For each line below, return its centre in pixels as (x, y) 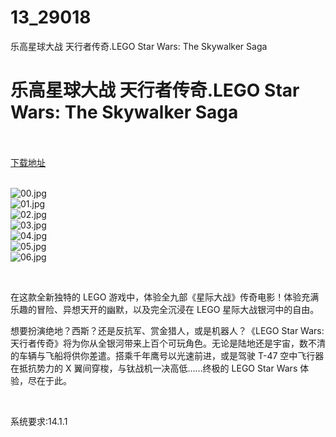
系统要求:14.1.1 (39, 421)
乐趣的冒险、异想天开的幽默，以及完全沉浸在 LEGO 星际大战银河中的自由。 (165, 309)
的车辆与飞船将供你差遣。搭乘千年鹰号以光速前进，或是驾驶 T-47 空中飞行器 (167, 355)
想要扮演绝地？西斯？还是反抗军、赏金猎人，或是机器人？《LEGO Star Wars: (167, 330)
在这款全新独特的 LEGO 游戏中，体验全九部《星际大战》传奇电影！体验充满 (165, 297)
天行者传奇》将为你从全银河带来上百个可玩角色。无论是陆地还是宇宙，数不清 (168, 343)
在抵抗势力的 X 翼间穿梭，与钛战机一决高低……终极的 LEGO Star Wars (154, 368)
